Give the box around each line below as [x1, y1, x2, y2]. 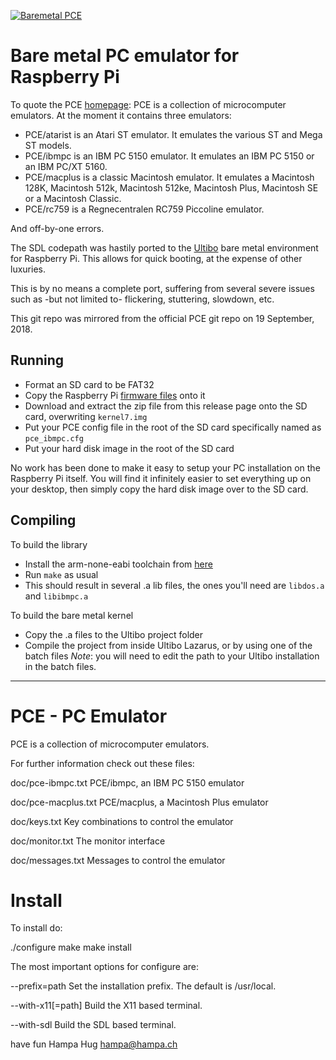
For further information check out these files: [10, 757, 195, 769]
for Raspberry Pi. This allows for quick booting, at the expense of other [10, 252, 303, 264]
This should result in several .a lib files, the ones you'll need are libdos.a [24, 579, 325, 591]
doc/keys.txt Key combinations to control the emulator [10, 815, 234, 827]
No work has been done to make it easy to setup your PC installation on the [10, 461, 321, 474]
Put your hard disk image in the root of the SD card [24, 442, 235, 454]
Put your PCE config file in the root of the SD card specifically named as [24, 421, 322, 433]
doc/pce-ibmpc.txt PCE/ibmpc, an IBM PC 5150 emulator [10, 776, 245, 789]
